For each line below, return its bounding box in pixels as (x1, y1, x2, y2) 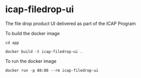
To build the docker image (5, 30, 60, 36)
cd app (5, 40, 19, 45)
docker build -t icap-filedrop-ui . (5, 49, 83, 54)
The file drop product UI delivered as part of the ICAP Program (5, 20, 136, 27)
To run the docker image (5, 58, 57, 64)
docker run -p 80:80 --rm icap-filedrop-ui (5, 68, 99, 73)
